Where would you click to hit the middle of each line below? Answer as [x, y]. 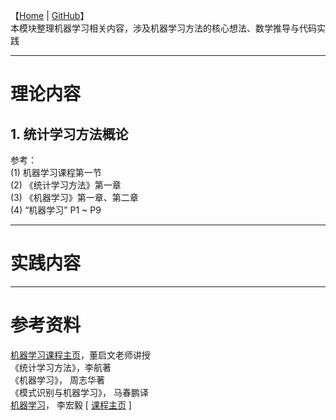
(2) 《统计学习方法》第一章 [66, 185]
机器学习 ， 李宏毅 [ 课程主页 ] [71, 405]
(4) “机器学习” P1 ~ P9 [56, 210]
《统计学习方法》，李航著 [61, 367]
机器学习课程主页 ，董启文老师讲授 [80, 355]
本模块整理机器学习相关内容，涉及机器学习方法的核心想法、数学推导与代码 [163, 28]
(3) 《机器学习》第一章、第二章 [74, 197]
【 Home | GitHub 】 [50, 15]
